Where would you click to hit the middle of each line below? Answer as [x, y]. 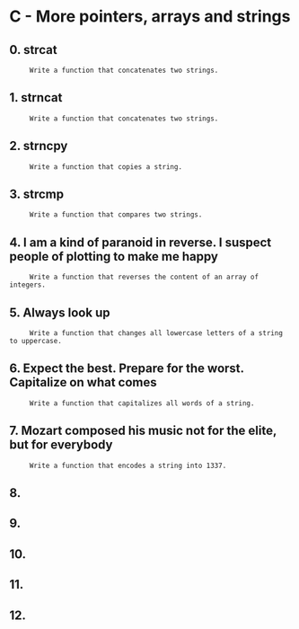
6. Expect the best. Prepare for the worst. [127, 369]
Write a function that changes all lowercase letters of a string [156, 333]
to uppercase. [36, 341]
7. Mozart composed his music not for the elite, [143, 431]
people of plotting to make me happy [114, 257]
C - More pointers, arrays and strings [150, 17]
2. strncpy [39, 146]
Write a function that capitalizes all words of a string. [142, 403]
